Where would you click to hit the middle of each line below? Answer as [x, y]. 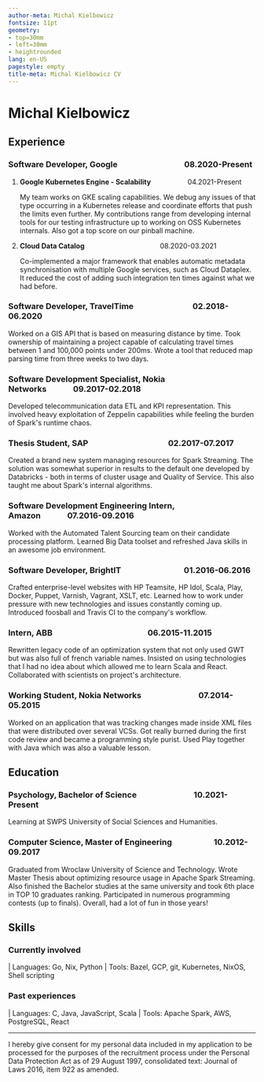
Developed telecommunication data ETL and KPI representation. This [120, 406]
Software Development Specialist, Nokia [87, 379]
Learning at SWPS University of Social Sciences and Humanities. [113, 822]
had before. [38, 286]
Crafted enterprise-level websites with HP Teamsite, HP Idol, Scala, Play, [126, 587]
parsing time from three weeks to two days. [79, 359]
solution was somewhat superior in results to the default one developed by [129, 469]
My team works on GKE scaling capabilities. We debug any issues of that [137, 197]
